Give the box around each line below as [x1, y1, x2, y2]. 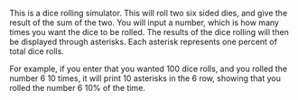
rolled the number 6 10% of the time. [9, 83, 146, 93]
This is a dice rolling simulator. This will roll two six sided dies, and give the [9, 8, 288, 18]
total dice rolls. [9, 46, 65, 57]
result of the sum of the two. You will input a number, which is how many [9, 17, 280, 28]
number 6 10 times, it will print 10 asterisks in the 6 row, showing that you [9, 73, 282, 84]
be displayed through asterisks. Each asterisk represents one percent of [9, 36, 278, 47]
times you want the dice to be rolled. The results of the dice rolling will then [9, 27, 289, 37]
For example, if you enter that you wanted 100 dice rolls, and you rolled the [9, 63, 287, 74]
